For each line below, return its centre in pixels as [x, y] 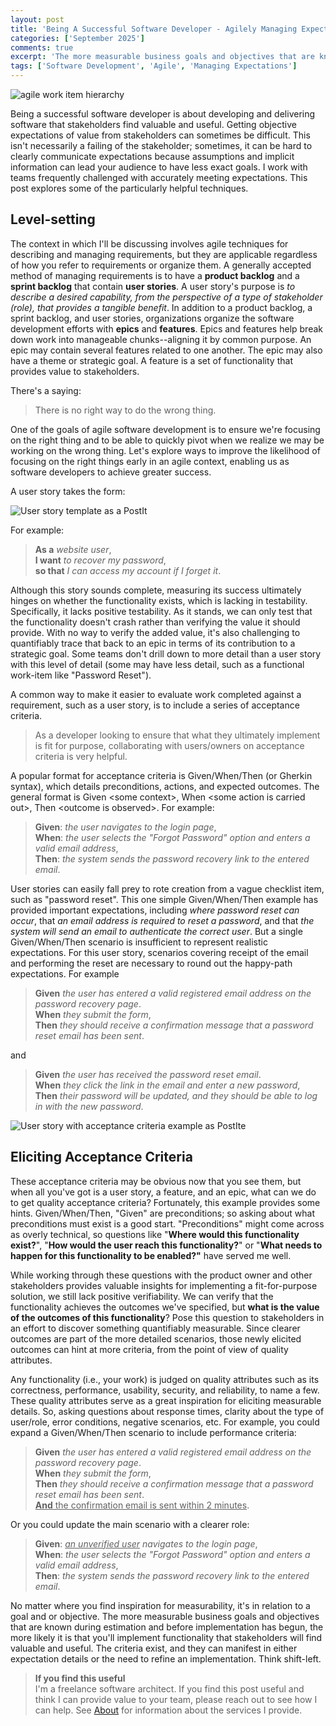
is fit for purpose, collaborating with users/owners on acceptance [169, 745]
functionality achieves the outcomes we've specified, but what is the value [165, 1307]
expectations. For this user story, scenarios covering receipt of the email [159, 952]
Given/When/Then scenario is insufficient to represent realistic [139, 942]
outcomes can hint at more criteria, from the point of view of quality [149, 1349]
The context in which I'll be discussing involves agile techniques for [149, 243]
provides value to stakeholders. [75, 371]
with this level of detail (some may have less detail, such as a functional [157, 664]
